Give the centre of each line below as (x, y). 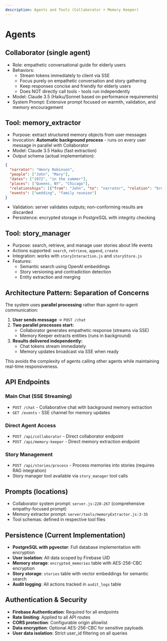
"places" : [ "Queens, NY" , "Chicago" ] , (50, 183)
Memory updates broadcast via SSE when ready (69, 351)
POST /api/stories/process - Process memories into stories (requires (83, 465)
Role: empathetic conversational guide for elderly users (69, 65)
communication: (22, 310)
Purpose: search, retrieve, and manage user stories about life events (83, 245)
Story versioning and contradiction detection (65, 272)
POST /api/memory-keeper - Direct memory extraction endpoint (76, 442)
